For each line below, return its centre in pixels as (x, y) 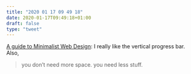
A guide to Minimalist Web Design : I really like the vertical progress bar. (96, 46)
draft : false (23, 23)
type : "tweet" (24, 29)
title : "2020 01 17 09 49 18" (45, 12)
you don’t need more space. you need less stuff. (82, 65)
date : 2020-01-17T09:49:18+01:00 (49, 18)
